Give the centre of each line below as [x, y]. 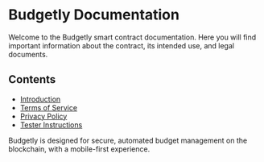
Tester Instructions [51, 125]
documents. [28, 54]
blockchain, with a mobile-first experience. [79, 149]
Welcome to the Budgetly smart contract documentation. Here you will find [132, 37]
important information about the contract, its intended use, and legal [122, 45]
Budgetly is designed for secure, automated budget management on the [128, 140]
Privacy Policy [43, 116]
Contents [32, 79]
